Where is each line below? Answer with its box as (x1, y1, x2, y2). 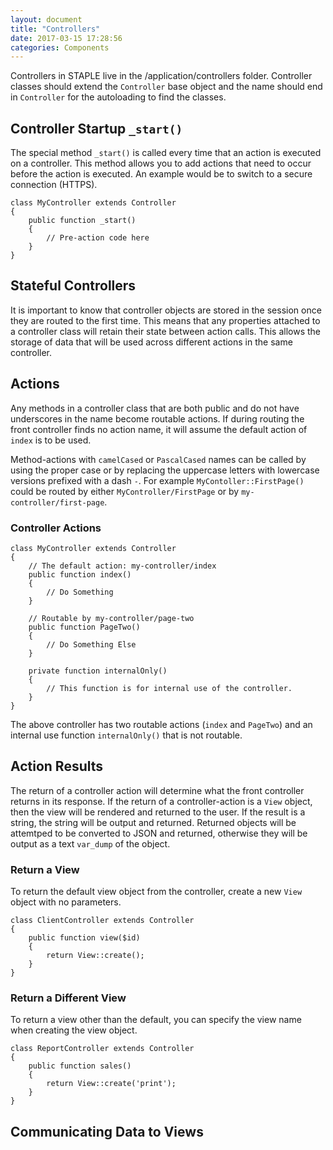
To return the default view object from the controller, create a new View (10, 886, 303, 898)
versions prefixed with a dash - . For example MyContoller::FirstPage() (10, 474, 305, 486)
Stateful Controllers (10, 277, 137, 295)
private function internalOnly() (28, 666, 168, 676)
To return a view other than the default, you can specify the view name (10, 1014, 302, 1026)
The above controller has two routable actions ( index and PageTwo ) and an (10, 718, 313, 730)
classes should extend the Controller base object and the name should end (10, 81, 323, 93)
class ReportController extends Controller (10, 1044, 195, 1054)
